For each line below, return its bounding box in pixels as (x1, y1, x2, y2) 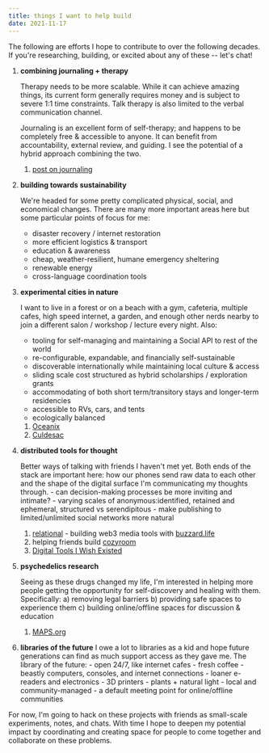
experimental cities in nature (19, 287, 119, 297)
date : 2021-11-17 (8, 19, 67, 27)
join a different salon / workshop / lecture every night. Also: (19, 320, 218, 330)
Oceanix (32, 421, 61, 431)
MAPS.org (32, 627, 66, 637)
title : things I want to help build (8, 11, 132, 20)
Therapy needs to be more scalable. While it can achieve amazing (19, 82, 240, 91)
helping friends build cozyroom (32, 536, 137, 546)
